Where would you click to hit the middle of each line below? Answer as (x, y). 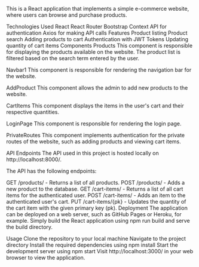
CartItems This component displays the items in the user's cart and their (95, 106)
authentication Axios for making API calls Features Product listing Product (97, 33)
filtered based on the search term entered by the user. (73, 58)
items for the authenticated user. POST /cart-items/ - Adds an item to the (96, 195)
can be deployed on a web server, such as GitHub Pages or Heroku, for (94, 214)
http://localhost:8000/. (34, 159)
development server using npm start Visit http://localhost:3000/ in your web (100, 251)
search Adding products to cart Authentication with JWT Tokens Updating (97, 39)
